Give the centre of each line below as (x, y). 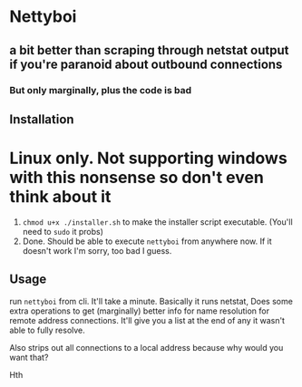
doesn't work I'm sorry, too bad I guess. (97, 250)
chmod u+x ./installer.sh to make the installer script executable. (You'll (157, 222)
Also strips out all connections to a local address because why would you (146, 347)
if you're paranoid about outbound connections (146, 64)
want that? (29, 357)
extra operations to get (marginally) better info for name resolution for (140, 311)
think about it (60, 197)
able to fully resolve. (48, 330)
